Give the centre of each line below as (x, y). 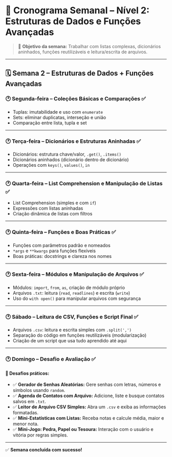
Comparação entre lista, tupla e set (50, 123)
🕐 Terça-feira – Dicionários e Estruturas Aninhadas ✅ (73, 141)
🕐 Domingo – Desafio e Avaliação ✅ (51, 359)
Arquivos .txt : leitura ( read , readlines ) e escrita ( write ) (71, 293)
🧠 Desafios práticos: (27, 373)
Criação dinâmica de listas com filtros (52, 214)
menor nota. (26, 424)
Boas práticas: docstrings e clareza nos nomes (62, 256)
